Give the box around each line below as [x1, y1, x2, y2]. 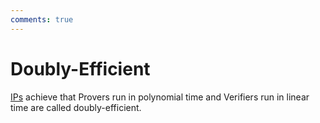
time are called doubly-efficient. [10, 101, 142, 113]
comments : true [10, 14, 74, 25]
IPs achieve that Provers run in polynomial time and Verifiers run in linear [10, 91, 310, 103]
